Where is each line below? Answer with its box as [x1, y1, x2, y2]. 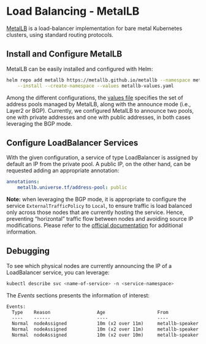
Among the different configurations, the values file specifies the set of [6, 94, 183, 101]
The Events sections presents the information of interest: [6, 291, 150, 299]
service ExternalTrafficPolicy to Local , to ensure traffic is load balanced [6, 202, 192, 210]
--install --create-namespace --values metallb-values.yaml [17, 83, 174, 89]
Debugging [6, 246, 50, 256]
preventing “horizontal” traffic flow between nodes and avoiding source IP [6, 215, 194, 223]
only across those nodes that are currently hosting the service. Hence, [6, 208, 185, 216]
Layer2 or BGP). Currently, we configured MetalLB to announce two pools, [6, 107, 194, 114]
